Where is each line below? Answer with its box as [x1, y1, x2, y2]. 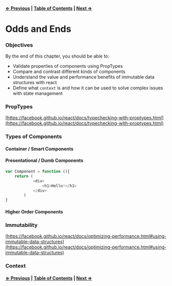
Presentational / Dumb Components [5, 158, 84, 164]
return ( [14, 174, 33, 179]
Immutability [5, 221, 38, 228]
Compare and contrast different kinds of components [12, 68, 126, 75]
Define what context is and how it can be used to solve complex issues [12, 85, 163, 91]
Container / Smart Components [5, 145, 73, 152]
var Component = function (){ [5, 169, 70, 174]
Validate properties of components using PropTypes [12, 63, 123, 69]
